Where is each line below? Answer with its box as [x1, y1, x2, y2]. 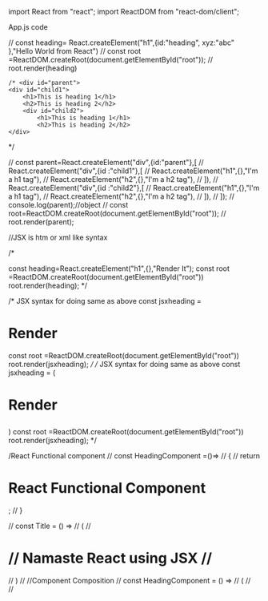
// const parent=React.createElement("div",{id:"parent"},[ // [8, 158, 204, 167]
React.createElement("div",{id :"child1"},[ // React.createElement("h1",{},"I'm [8, 166, 258, 175]
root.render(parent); [8, 217, 74, 227]
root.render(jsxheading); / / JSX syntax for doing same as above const [8, 359, 241, 369]
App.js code [8, 22, 48, 31]
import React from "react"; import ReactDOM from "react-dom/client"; [8, 7, 240, 16]
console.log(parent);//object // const [8, 200, 129, 209]
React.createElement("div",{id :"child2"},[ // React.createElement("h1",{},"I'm [8, 184, 260, 192]
